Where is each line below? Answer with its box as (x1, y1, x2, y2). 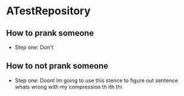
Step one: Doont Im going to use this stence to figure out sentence (14, 76, 179, 84)
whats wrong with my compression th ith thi (14, 83, 122, 90)
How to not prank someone (6, 61, 108, 71)
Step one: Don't (14, 44, 54, 51)
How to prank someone (6, 28, 94, 38)
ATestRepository (6, 4, 91, 18)
